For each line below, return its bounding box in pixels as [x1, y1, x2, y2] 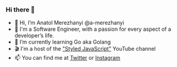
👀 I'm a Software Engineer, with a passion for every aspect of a [14, 25, 172, 33]
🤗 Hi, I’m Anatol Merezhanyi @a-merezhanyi [14, 19, 124, 27]
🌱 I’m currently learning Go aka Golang [14, 39, 111, 46]
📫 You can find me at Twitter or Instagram [14, 54, 121, 62]
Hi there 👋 [5, 5, 36, 14]
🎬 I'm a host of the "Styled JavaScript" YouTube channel [14, 45, 156, 53]
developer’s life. [14, 32, 54, 39]
